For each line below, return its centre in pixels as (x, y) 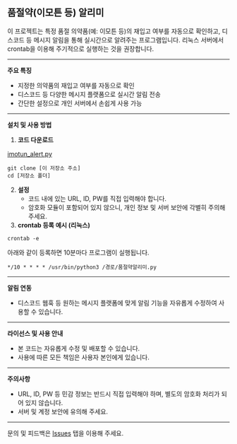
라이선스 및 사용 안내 (35, 333)
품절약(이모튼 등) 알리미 (56, 13)
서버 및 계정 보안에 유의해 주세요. (62, 411)
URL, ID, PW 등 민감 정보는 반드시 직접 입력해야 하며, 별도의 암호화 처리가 (119, 394)
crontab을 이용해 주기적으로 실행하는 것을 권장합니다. (81, 49)
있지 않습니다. (44, 402)
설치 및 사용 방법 (30, 124)
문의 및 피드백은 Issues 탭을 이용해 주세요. (66, 433)
